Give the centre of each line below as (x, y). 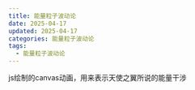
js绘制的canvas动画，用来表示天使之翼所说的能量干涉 (97, 77)
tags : (17, 46)
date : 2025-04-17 (38, 24)
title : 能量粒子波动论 (42, 16)
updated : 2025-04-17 (43, 31)
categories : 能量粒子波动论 (51, 39)
